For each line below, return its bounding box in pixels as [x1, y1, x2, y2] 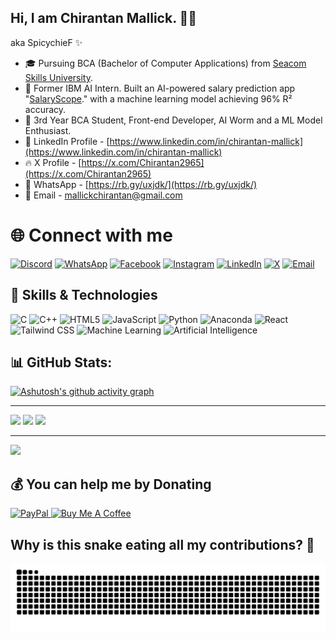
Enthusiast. [24, 124, 72, 136]
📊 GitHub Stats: [10, 354, 113, 371]
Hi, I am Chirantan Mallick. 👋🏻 [10, 10, 198, 27]
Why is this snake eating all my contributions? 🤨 [10, 536, 315, 553]
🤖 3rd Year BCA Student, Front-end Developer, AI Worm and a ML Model [24, 114, 323, 126]
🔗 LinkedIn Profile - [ [24, 135, 110, 147]
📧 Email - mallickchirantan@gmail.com [24, 189, 183, 201]
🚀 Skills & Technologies [10, 287, 158, 304]
